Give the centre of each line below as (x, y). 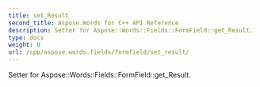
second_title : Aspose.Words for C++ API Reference (94, 23)
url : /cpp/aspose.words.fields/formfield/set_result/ (99, 52)
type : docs (26, 38)
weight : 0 (25, 45)
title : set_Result (38, 15)
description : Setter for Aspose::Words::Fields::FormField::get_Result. (131, 30)
